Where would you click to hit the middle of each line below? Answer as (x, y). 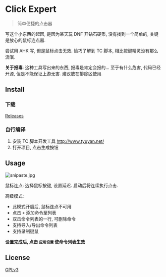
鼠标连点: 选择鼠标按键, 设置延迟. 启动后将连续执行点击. (61, 185)
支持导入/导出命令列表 (35, 225)
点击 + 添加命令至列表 (34, 213)
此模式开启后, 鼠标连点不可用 (42, 206)
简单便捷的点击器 (35, 23)
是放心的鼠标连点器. (26, 40)
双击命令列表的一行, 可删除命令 (44, 219)
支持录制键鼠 (25, 231)
